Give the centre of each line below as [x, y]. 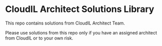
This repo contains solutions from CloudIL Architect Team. [65, 23]
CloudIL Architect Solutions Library [80, 9]
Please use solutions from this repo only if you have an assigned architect [81, 32]
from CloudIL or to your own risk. [39, 38]
